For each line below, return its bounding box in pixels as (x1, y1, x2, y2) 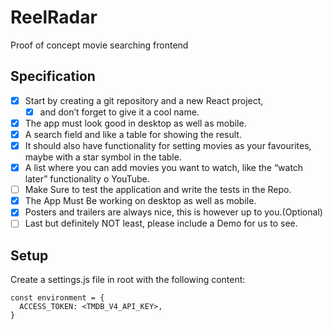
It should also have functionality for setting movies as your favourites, (24, 140, 312, 151)
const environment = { (10, 293, 105, 303)
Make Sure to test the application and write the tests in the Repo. (24, 184, 292, 196)
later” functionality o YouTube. (24, 173, 150, 185)
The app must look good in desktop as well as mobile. (24, 117, 247, 129)
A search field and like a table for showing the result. (24, 128, 242, 140)
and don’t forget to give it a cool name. (39, 106, 200, 118)
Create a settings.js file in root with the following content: (10, 274, 246, 286)
